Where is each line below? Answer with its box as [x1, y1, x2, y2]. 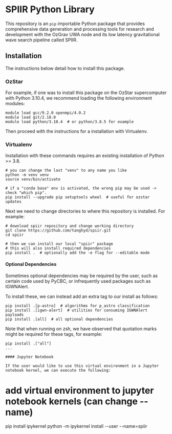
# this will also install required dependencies [5, 246, 111, 251]
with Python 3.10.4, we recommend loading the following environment [5, 95, 153, 101]
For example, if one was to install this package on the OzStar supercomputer [5, 89, 167, 96]
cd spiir [5, 233, 24, 238]
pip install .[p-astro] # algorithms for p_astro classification [5, 303, 150, 308]
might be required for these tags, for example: [5, 331, 102, 337]
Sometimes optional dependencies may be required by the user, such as [5, 272, 158, 279]
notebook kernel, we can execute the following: [5, 368, 111, 373]
